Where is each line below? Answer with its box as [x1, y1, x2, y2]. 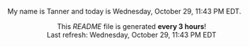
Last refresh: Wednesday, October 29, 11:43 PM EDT [46, 31, 217, 39]
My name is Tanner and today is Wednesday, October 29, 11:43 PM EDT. [7, 7, 242, 16]
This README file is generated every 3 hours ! [57, 22, 206, 31]
